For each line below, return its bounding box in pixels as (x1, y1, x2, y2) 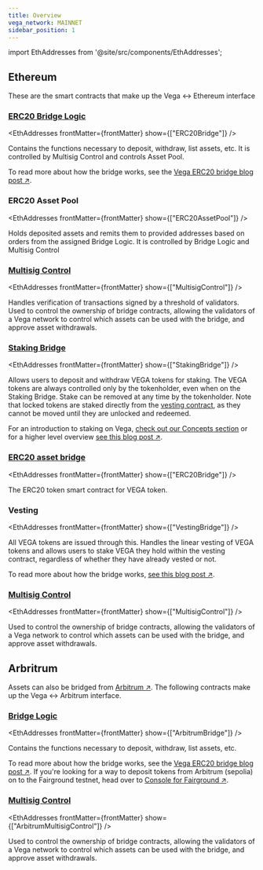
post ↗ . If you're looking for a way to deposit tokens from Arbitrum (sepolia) (8, 767, 254, 777)
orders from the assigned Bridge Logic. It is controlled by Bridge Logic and (8, 236, 250, 246)
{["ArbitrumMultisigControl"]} (8, 821, 103, 831)
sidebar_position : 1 (8, 26, 76, 34)
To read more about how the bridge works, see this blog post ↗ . (8, 569, 215, 579)
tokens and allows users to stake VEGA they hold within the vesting (8, 546, 225, 555)
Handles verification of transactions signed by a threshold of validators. (8, 298, 239, 307)
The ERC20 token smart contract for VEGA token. (8, 484, 168, 495)
